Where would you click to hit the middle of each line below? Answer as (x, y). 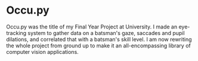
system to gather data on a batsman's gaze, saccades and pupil (106, 33)
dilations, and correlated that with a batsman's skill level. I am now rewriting (99, 39)
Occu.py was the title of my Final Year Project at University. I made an (92, 27)
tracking (16, 33)
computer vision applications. (42, 52)
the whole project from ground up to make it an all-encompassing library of (98, 46)
